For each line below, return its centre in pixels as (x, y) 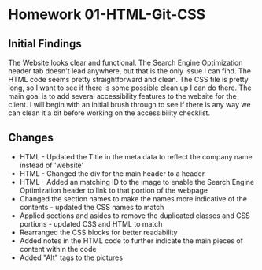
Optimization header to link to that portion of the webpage (114, 190)
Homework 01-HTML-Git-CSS (107, 15)
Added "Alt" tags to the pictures (71, 257)
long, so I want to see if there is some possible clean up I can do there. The (130, 88)
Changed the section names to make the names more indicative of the (133, 198)
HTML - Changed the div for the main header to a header (112, 173)
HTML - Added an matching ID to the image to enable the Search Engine (137, 182)
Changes (31, 138)
